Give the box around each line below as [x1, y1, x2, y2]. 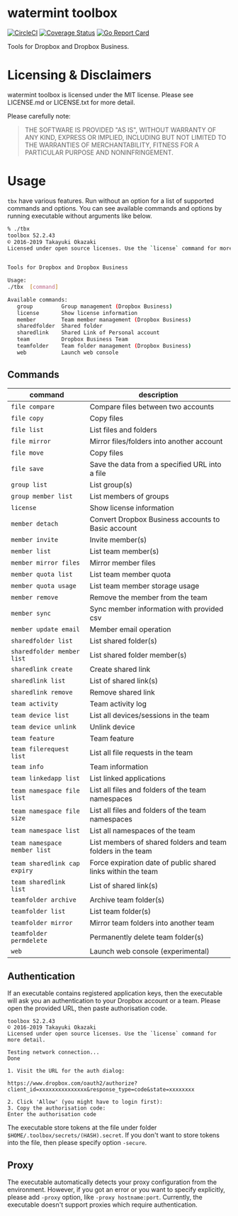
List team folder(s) [89, 906, 151, 916]
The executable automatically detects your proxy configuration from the [7, 1178, 217, 1186]
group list [11, 480, 47, 489]
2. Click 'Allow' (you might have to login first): [7, 1098, 163, 1106]
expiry [11, 866, 33, 874]
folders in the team [89, 846, 152, 856]
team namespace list [11, 827, 80, 834]
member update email [11, 625, 80, 633]
